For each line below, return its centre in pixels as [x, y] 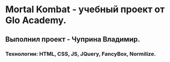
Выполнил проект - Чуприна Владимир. [73, 39]
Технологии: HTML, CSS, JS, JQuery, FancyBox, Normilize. [81, 54]
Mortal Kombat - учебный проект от [85, 9]
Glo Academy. [36, 20]
